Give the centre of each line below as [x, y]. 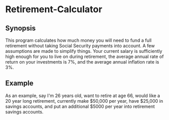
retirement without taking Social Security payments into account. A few [80, 46]
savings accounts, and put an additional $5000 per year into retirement [80, 106]
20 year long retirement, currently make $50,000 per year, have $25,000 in [84, 101]
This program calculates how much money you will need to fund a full [78, 40]
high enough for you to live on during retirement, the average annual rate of [85, 56]
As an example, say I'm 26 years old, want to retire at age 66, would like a [83, 96]
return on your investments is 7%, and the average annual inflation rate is [82, 62]
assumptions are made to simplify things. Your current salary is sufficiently [84, 51]
